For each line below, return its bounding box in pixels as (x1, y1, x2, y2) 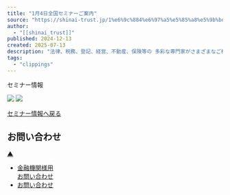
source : (7, 16, 29, 23)
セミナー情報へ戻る (7, 109, 62, 117)
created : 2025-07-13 (7, 42, 66, 49)
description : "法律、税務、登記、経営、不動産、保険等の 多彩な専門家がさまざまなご (7, 49, 221, 55)
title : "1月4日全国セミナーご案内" (7, 10, 97, 17)
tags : (7, 55, 23, 62)
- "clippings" (13, 61, 53, 68)
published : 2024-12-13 (7, 36, 72, 42)
